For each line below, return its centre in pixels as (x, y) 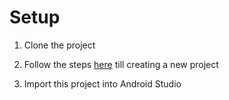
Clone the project (59, 45)
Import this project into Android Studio (102, 83)
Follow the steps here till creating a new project (121, 64)
